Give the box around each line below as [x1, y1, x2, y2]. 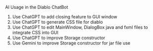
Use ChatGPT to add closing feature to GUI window [12, 14, 117, 19]
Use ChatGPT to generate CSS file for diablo [12, 19, 103, 25]
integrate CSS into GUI [12, 30, 58, 35]
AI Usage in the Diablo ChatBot [5, 4, 68, 10]
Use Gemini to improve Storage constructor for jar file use [12, 40, 131, 46]
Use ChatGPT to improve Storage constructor [12, 35, 105, 41]
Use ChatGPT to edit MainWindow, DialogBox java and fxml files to [12, 24, 148, 30]
